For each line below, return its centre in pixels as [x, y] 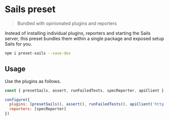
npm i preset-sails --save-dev [38, 53]
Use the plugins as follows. [33, 81]
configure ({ [17, 100]
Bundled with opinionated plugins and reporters [67, 23]
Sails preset [30, 9]
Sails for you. [19, 44]
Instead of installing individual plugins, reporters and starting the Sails [78, 33]
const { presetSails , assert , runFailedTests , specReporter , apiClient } [84, 90]
